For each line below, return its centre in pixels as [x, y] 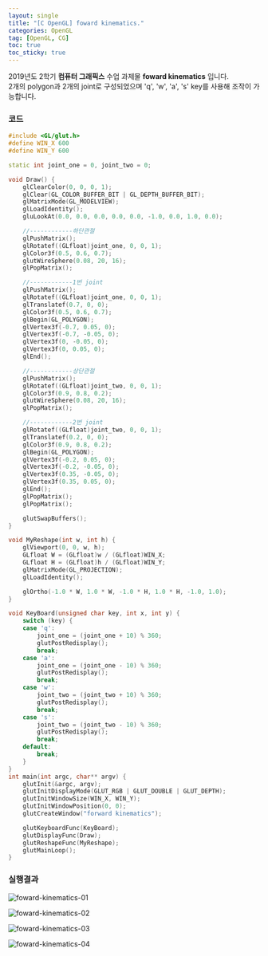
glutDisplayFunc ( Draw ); [62, 835]
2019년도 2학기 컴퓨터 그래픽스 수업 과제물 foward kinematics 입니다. [119, 76]
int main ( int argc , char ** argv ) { [67, 777]
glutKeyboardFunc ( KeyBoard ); [71, 828]
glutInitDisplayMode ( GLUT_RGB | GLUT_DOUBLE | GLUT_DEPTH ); [124, 791]
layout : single [33, 16]
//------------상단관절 [59, 371]
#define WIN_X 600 [39, 144]
